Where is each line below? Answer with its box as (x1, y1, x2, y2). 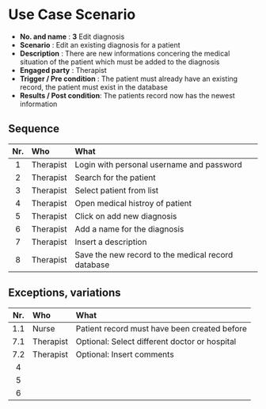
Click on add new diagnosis (74, 210, 177, 221)
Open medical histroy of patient (74, 197, 192, 208)
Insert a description (74, 236, 147, 247)
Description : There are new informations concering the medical (19, 48, 230, 58)
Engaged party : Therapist (19, 65, 107, 75)
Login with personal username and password (74, 159, 243, 170)
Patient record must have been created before (75, 323, 248, 334)
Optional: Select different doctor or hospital (75, 335, 237, 346)
